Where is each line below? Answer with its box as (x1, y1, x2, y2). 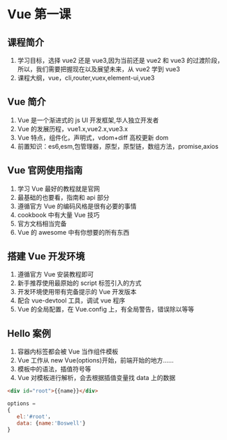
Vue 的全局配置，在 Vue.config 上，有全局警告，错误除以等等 (17, 305, 194, 314)
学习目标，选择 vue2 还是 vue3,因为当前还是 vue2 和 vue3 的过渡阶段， (17, 57, 224, 64)
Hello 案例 (7, 328, 51, 339)
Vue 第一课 (7, 6, 71, 22)
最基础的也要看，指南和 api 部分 (17, 193, 110, 201)
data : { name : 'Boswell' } (16, 420, 86, 427)
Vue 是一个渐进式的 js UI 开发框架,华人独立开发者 (17, 116, 159, 124)
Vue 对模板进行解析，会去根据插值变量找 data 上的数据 (17, 374, 176, 382)
